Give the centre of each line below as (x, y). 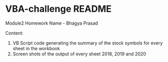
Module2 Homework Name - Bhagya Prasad (52, 23)
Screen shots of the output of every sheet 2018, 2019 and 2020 (79, 54)
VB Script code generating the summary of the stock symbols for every (88, 43)
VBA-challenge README (58, 9)
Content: (15, 33)
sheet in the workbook (36, 48)
